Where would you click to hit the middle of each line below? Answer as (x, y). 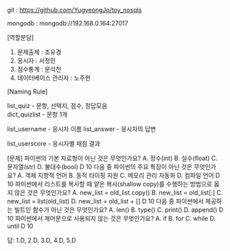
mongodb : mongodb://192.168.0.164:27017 (68, 23)
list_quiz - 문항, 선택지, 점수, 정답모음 (57, 106)
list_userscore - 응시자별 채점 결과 (54, 143)
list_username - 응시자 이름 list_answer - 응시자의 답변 (82, 129)
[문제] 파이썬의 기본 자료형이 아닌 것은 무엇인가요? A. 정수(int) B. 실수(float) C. (113, 158)
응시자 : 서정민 (36, 61)
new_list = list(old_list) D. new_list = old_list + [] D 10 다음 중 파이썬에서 (105, 201)
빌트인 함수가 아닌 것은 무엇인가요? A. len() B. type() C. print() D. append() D (119, 210)
